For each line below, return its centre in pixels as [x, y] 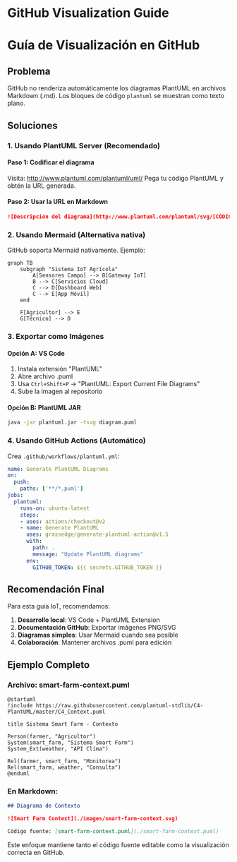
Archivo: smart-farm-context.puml [68, 685]
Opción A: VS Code [36, 353]
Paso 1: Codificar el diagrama [51, 162]
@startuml [22, 700]
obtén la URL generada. [42, 186]
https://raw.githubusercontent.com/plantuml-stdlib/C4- [119, 706]
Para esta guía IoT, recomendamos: [59, 606]
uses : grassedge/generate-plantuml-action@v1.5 [97, 534]
